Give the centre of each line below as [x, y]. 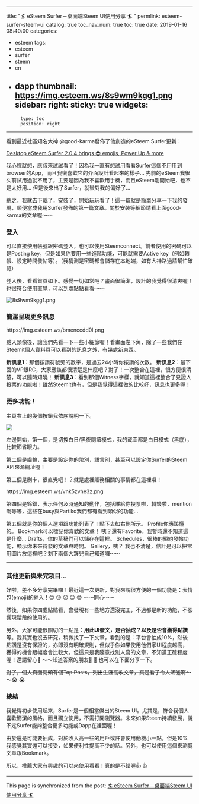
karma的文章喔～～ [30, 215]
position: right [40, 124]
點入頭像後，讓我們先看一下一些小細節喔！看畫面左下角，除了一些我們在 [94, 342]
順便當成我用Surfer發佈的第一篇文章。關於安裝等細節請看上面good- [99, 207]
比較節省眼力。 [24, 447]
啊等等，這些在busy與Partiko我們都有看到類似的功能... [72, 511]
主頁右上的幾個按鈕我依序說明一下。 [50, 415]
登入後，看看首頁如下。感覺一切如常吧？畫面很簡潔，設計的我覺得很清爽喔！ [99, 281]
